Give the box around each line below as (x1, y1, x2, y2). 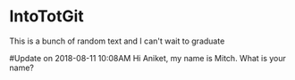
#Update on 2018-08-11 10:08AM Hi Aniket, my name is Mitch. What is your (9, 52, 286, 63)
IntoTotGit (9, 6, 85, 27)
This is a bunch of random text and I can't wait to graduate (9, 36, 225, 46)
